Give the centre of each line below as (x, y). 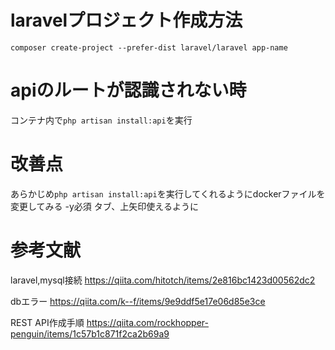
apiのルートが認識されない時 (128, 90)
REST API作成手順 (47, 322)
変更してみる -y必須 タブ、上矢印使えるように (104, 206)
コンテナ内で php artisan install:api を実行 (101, 120)
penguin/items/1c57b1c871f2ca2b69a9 (90, 333)
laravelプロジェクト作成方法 (126, 20)
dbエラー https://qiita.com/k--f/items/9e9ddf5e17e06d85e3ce (138, 301)
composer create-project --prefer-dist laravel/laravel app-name (149, 47)
